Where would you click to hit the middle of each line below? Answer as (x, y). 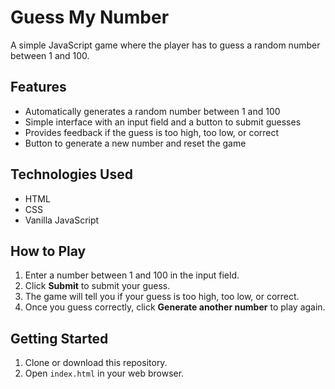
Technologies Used (71, 174)
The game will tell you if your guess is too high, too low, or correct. (162, 297)
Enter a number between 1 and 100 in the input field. (132, 275)
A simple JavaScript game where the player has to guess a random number (165, 45)
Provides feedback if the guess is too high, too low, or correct (152, 132)
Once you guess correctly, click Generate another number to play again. (175, 307)
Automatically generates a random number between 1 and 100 (152, 111)
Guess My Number (90, 17)
